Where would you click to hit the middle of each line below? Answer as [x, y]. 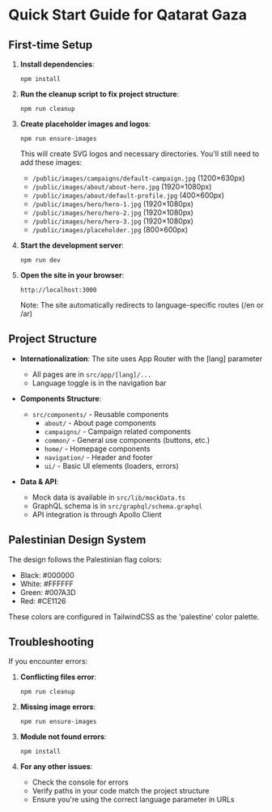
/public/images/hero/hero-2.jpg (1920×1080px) [113, 213]
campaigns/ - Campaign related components [118, 432]
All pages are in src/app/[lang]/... [92, 374]
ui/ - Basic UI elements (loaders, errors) [112, 466]
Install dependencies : [57, 64]
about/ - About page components [100, 423]
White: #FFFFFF [47, 584]
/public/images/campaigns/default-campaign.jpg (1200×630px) [138, 178]
